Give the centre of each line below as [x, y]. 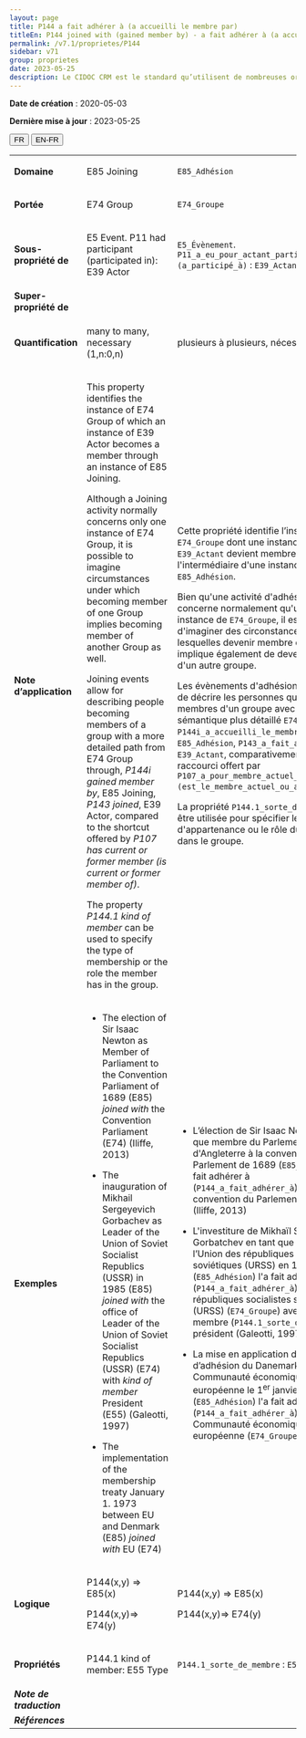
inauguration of [134, 1186]
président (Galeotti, [234, 1334]
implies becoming [124, 624]
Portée [29, 204]
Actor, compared [122, 816]
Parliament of [130, 1086]
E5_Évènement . [207, 245]
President [122, 1403]
